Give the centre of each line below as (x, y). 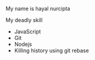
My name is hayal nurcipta (38, 9)
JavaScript (27, 31)
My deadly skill (24, 20)
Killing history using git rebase (51, 50)
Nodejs (23, 44)
